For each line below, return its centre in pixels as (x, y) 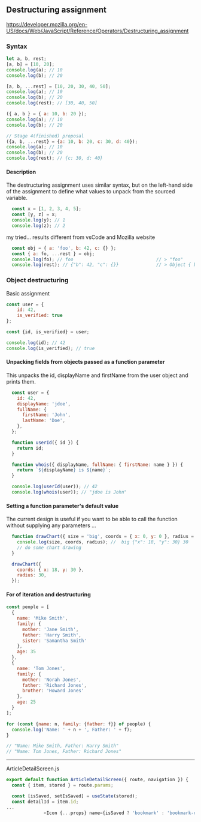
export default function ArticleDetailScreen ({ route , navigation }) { (97, 780)
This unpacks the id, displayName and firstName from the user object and (97, 375)
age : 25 (26, 702)
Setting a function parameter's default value (63, 506)
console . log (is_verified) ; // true (51, 348)
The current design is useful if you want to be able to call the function (92, 519)
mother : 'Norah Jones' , (52, 680)
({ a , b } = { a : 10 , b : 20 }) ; (46, 114)
